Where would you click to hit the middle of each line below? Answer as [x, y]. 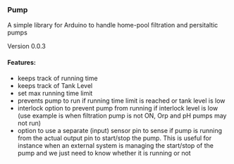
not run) [29, 123]
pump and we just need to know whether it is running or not [104, 153]
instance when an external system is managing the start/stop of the [115, 145]
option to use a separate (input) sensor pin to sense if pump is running [119, 130]
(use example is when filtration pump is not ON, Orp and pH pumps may [122, 115]
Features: [22, 62]
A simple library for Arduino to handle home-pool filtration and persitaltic [113, 25]
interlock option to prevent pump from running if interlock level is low [118, 108]
